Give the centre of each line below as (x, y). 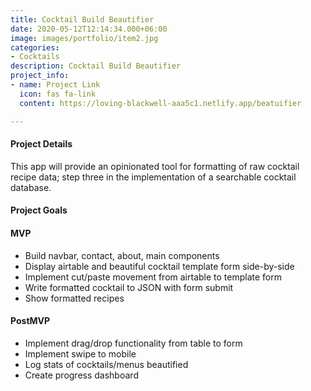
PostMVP (30, 321)
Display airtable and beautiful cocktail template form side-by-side (159, 266)
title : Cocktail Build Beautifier (82, 19)
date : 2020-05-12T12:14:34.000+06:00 (89, 29)
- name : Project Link (55, 85)
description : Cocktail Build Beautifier (96, 66)
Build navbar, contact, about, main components (122, 255)
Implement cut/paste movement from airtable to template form (153, 277)
